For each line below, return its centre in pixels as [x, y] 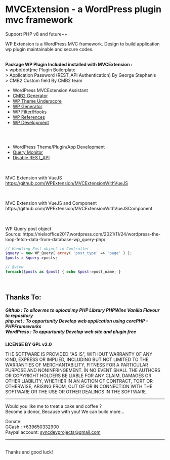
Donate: [13, 422]
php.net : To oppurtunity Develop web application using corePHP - [77, 321]
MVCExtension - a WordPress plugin [83, 9]
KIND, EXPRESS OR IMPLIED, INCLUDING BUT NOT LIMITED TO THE [77, 359]
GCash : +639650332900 [32, 427]
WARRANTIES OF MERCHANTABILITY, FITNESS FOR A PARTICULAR [77, 365]
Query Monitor [28, 152]
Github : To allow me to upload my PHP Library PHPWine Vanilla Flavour [82, 310]
